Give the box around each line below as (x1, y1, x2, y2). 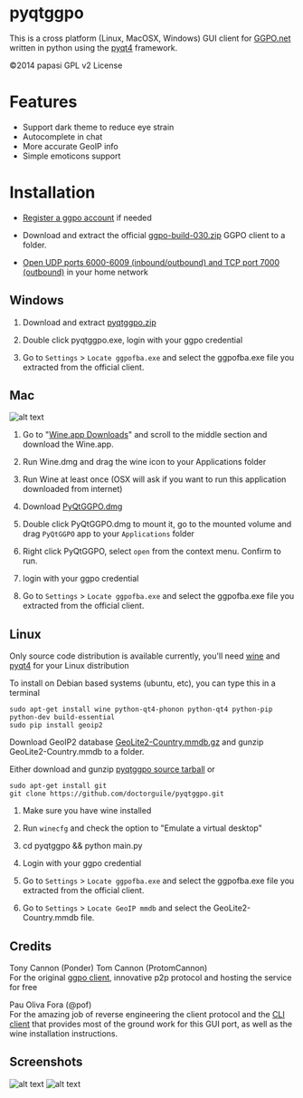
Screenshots (9, 1055, 83, 1070)
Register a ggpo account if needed (22, 212, 152, 223)
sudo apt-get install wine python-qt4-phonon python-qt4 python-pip (9, 705, 273, 714)
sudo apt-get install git (9, 782, 107, 791)
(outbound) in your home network (22, 266, 149, 277)
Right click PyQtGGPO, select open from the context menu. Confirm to (22, 546, 282, 557)
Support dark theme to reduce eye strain (22, 121, 175, 132)
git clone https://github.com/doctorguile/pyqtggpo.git (9, 789, 224, 799)
